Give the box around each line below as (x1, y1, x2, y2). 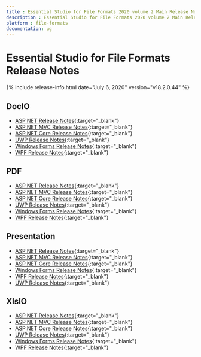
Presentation (6, 231, 56, 241)
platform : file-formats (6, 20, 68, 26)
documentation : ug (6, 25, 52, 32)
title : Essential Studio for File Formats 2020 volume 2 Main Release (6, 8, 188, 15)
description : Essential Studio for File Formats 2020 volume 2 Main (6, 14, 184, 20)
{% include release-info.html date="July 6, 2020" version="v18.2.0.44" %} (6, 84, 190, 91)
